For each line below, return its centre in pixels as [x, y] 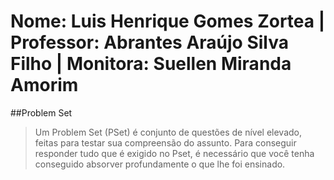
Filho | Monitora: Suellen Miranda [151, 64]
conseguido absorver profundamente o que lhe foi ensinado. [160, 164]
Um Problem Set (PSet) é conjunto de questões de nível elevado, [168, 132]
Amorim [44, 85]
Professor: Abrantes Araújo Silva [149, 42]
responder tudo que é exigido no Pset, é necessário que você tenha [174, 153]
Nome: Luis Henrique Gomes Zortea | [168, 21]
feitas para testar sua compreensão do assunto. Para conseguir [165, 142]
